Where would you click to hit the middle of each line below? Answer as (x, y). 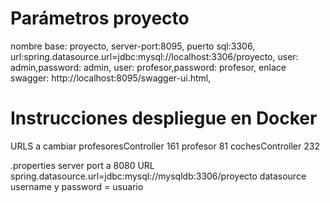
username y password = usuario (77, 186)
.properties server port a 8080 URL (82, 165)
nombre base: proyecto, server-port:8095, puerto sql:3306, (133, 46)
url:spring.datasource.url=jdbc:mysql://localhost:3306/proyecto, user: (154, 56)
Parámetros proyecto (100, 18)
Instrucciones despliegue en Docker (164, 118)
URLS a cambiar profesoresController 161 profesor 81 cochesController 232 (165, 146)
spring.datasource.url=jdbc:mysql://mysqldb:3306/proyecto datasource (158, 176)
